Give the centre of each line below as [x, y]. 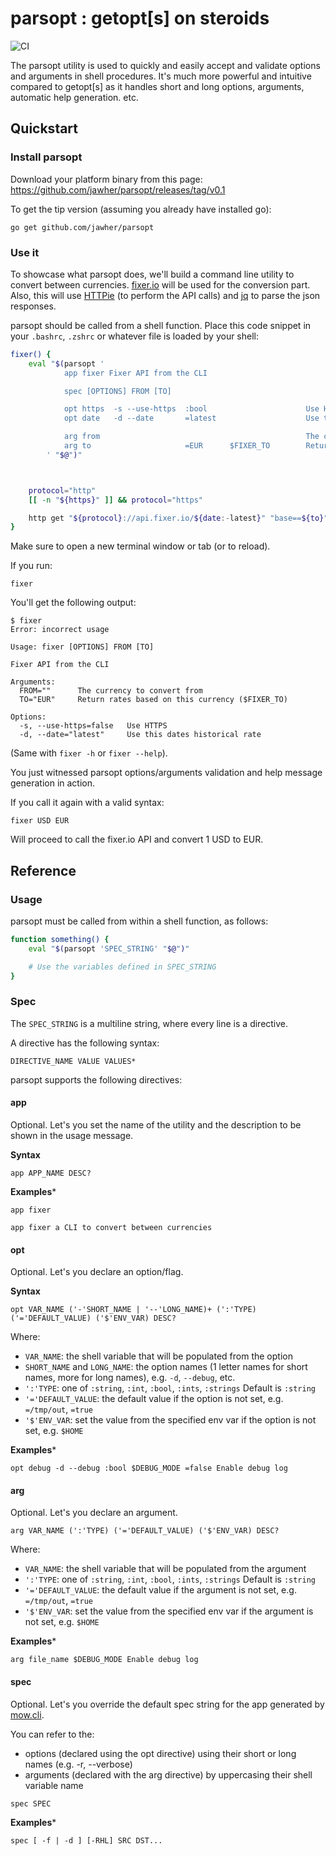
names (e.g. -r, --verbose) [78, 1764]
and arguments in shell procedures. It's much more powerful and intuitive [161, 76]
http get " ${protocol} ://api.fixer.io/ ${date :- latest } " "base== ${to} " [178, 518]
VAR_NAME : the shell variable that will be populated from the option [158, 1356]
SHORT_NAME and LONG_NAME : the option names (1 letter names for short [166, 1367]
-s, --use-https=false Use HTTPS [93, 726]
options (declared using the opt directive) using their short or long [160, 1753]
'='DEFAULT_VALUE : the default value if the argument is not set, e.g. [160, 1590]
